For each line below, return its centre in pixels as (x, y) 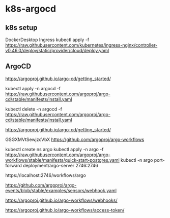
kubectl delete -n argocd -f (34, 109)
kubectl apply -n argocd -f (33, 88)
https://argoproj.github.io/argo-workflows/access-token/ (65, 210)
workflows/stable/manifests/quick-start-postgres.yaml (62, 160)
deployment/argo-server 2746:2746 (60, 165)
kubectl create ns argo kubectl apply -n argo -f (54, 149)
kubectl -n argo (137, 160)
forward (13, 165)
